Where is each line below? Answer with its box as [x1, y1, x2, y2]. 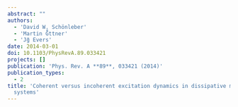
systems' [13, 89, 40, 96]
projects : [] [7, 56, 46, 63]
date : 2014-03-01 [7, 43, 59, 50]
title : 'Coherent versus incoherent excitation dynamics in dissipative [7, 82, 227, 89]
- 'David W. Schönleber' [13, 23, 87, 30]
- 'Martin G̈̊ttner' [13, 30, 69, 37]
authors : [7, 17, 33, 24]
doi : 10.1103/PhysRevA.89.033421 [7, 50, 106, 57]
